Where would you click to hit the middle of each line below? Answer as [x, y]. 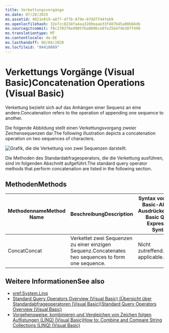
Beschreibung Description [102, 214]
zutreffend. [151, 251]
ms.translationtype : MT [30, 33]
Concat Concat [25, 251]
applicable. [151, 257]
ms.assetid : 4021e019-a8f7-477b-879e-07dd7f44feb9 [59, 19]
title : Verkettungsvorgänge [35, 10]
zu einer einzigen [91, 245]
